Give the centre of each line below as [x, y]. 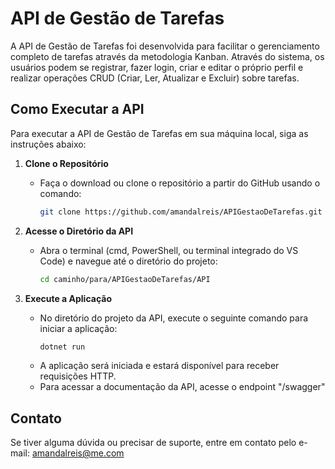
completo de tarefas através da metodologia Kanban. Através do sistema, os [167, 56]
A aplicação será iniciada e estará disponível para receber [159, 366]
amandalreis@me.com [78, 453]
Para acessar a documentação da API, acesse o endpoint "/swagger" [182, 387]
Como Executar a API [77, 109]
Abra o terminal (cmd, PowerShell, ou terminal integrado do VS [169, 250]
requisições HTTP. [78, 376]
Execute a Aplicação [68, 298]
